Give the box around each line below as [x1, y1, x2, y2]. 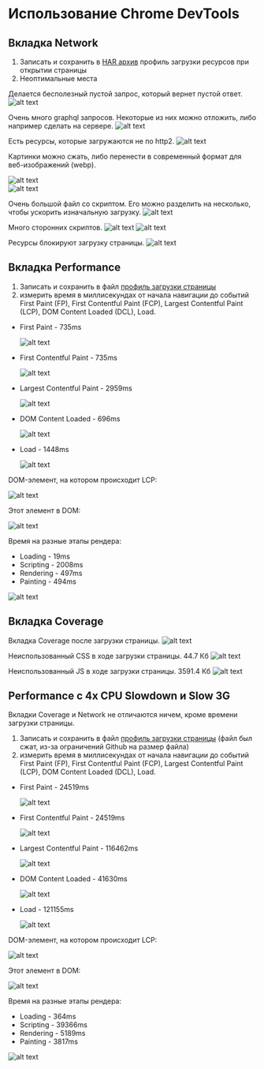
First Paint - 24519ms [19, 783, 89, 792]
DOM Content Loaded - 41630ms [19, 874, 128, 884]
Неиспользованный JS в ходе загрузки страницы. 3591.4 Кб [8, 666, 211, 675]
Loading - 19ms [19, 551, 71, 561]
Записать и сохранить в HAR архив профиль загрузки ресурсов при [19, 57, 250, 66]
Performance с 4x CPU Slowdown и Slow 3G [8, 690, 231, 703]
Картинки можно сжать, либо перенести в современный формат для [8, 151, 242, 161]
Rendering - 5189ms [19, 1029, 86, 1038]
